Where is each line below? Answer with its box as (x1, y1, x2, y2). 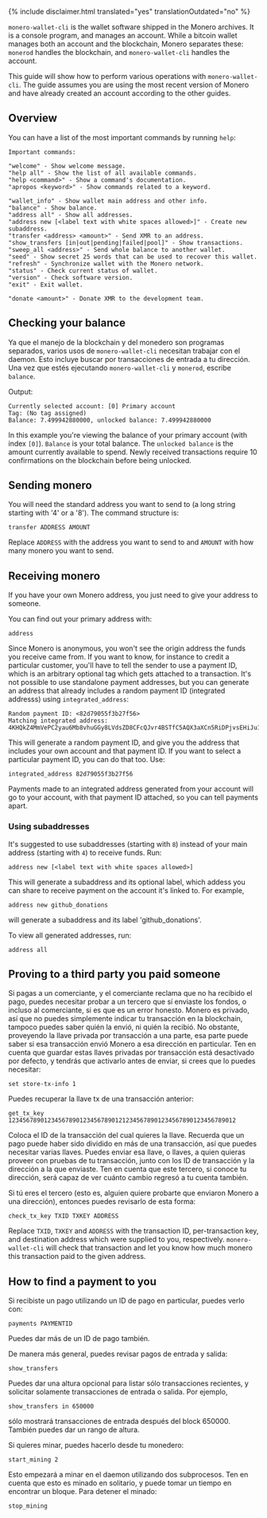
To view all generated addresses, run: (8, 930, 132, 940)
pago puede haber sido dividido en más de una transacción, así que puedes (8, 1139, 257, 1149)
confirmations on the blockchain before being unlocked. (8, 455, 192, 465)
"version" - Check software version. (8, 273, 133, 281)
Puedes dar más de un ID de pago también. (8, 1334, 150, 1343)
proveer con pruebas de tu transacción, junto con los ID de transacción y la (8, 1156, 255, 1166)
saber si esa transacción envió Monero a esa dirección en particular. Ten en (8, 1040, 257, 1049)
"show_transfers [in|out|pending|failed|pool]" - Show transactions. (8, 238, 244, 246)
